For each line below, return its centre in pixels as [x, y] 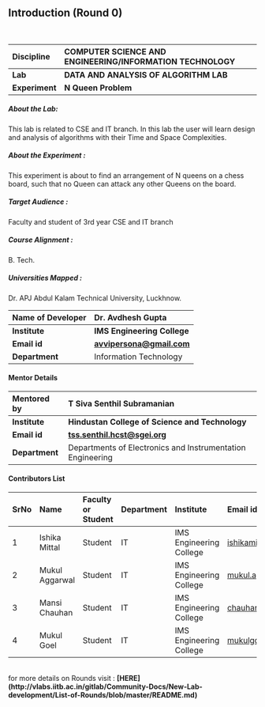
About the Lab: [33, 109]
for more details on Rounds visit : [62, 679]
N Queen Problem [98, 88]
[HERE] [129, 679]
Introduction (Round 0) [65, 13]
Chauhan [56, 613]
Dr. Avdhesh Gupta [131, 317]
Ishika [50, 538]
